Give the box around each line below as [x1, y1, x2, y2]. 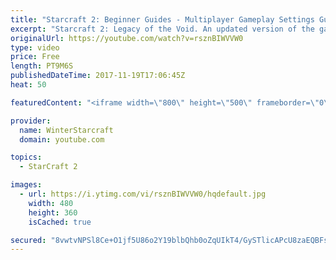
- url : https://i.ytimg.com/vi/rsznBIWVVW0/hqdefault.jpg [19, 189, 267, 199]
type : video [10, 42, 60, 53]
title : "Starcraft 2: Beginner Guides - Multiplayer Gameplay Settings [10, 14, 315, 25]
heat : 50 [10, 80, 47, 90]
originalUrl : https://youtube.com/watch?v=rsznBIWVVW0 [10, 33, 244, 43]
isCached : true [28, 217, 92, 227]
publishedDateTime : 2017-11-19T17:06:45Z [10, 71, 186, 81]
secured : [10, 235, 47, 245]
